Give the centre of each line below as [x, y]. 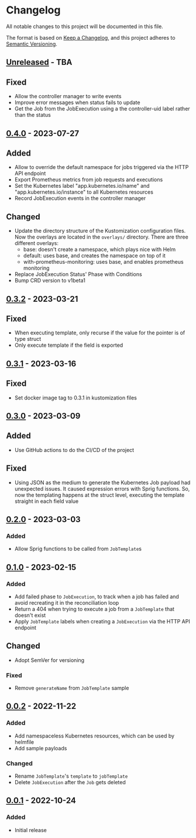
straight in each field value [47, 501]
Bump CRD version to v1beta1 [50, 281]
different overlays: [37, 243]
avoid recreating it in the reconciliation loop [67, 602]
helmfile [24, 742]
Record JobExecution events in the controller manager [80, 198]
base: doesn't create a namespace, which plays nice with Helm [99, 250]
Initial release [30, 830]
